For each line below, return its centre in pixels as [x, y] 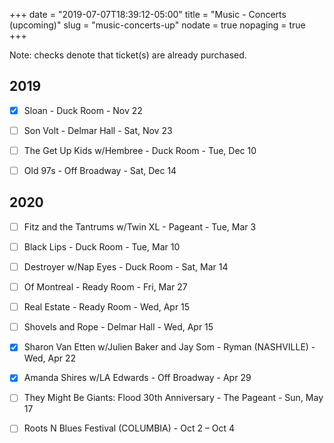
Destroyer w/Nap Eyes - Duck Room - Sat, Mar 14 [126, 267]
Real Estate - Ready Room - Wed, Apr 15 [107, 307]
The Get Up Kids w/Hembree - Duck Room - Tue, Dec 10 [140, 150]
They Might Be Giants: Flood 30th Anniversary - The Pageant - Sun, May [173, 398]
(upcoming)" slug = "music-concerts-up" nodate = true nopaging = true [157, 25]
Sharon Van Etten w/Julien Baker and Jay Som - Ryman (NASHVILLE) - [169, 347]
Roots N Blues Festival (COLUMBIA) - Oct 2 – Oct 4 [129, 428]
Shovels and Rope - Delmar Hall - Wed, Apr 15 [118, 327]
